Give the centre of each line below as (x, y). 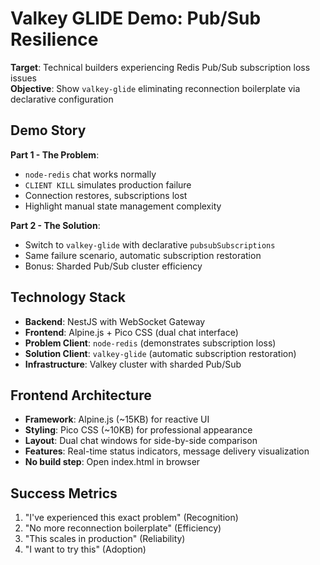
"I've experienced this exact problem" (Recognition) (131, 518)
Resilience (54, 39)
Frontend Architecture (81, 395)
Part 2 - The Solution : (55, 225)
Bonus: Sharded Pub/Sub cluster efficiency (113, 266)
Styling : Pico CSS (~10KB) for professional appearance (138, 430)
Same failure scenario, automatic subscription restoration (143, 255)
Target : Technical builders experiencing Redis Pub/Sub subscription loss (160, 67)
